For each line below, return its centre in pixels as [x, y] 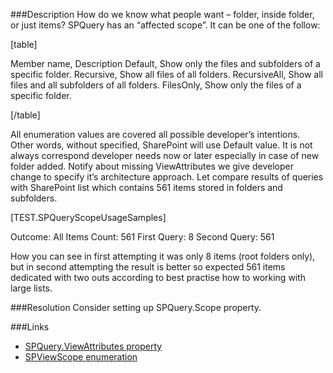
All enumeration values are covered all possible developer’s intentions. [155, 134]
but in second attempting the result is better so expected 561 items [148, 267]
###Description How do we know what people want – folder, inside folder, [162, 14]
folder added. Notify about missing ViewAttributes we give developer [152, 166]
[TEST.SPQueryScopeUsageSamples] [88, 217]
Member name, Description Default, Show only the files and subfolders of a [165, 63]
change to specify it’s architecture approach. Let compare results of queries [167, 177]
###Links [30, 327]
